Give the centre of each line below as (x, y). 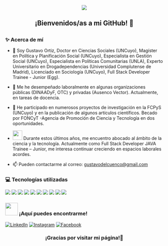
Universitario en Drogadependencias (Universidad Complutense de (82, 67)
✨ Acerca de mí (24, 39)
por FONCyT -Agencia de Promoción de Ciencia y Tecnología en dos (83, 118)
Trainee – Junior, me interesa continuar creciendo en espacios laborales (87, 149)
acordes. (22, 154)
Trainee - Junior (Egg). (36, 77)
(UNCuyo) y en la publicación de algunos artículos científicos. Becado (85, 113)
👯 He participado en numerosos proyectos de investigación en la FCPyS (87, 108)
